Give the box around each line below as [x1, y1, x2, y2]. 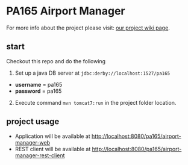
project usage [6, 116, 60, 127]
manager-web [14, 139, 50, 146]
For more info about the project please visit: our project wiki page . [6, 24, 170, 31]
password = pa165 [14, 87, 62, 95]
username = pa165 [14, 81, 63, 88]
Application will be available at [14, 132, 90, 140]
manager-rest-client [14, 152, 65, 159]
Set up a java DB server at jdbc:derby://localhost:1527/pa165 [14, 69, 171, 76]
